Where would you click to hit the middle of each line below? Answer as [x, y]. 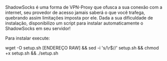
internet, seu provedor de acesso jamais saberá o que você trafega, [75, 12]
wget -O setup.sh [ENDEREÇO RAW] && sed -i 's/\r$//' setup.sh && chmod [82, 48]
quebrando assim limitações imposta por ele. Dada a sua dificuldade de [79, 18]
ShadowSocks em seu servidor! [38, 28]
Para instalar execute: [28, 38]
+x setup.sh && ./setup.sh [32, 53]
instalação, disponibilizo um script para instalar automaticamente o [74, 23]
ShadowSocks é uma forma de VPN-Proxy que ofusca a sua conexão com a [84, 7]
